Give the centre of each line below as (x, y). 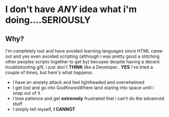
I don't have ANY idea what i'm (71, 9)
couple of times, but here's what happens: (49, 72)
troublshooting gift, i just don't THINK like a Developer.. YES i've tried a (79, 67)
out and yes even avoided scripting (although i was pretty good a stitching (82, 56)
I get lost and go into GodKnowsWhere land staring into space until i (83, 88)
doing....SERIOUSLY (48, 20)
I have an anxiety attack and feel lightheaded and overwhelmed (78, 82)
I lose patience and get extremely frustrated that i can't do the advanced (88, 98)
